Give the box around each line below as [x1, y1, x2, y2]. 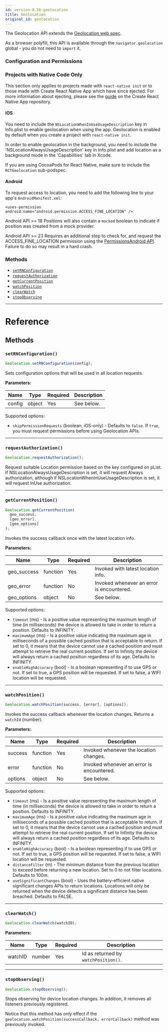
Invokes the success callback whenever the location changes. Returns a [5, 711, 154, 717]
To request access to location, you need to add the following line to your [5, 190, 154, 196]
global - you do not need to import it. [5, 46, 81, 52]
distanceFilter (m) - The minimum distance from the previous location [12, 861, 159, 868]
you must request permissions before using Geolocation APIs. [12, 428, 140, 434]
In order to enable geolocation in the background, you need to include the [5, 141, 157, 148]
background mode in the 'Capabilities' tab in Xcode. [5, 152, 112, 158]
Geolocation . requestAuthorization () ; [5, 455, 84, 460]
